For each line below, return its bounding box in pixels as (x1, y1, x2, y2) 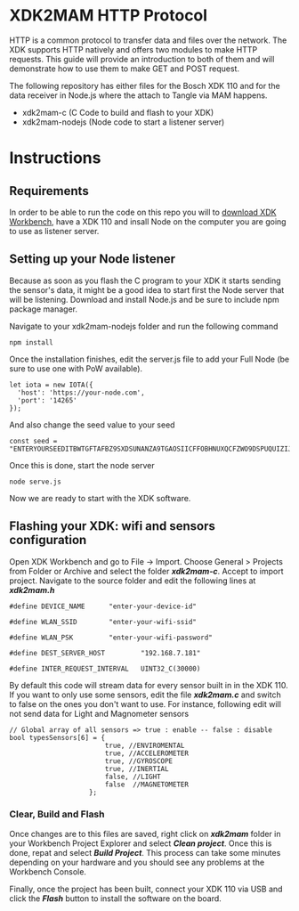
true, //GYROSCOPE (104, 756, 174, 766)
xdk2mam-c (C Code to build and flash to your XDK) (21, 107, 214, 118)
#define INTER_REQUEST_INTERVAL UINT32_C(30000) (9, 664, 201, 673)
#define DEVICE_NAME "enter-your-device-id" (9, 602, 198, 611)
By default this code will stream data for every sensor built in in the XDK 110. (9, 679, 288, 690)
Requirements (9, 183, 89, 199)
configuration (9, 533, 87, 548)
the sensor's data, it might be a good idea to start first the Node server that (9, 284, 285, 295)
